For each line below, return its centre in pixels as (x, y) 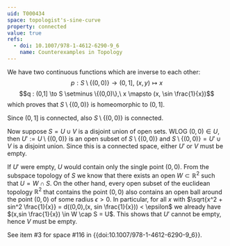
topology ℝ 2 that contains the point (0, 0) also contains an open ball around (115, 191)
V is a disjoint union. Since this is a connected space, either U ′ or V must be (115, 146)
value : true (24, 33)
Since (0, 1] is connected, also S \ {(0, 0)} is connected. (85, 118)
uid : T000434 (26, 14)
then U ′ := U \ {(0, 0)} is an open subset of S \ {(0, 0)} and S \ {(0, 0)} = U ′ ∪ (114, 139)
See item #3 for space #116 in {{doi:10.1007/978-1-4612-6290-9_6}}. (105, 235)
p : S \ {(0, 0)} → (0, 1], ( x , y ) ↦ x (117, 82)
